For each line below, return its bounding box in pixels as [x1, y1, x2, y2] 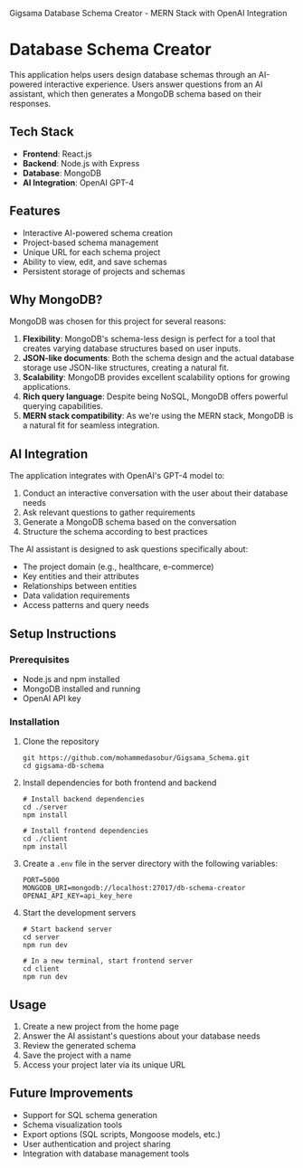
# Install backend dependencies [22, 795, 145, 804]
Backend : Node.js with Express [22, 157, 140, 168]
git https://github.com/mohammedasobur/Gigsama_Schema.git [22, 754, 251, 763]
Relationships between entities [22, 581, 137, 592]
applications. [22, 382, 71, 393]
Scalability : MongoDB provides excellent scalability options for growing [22, 372, 290, 383]
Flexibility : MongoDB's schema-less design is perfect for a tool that [22, 334, 276, 345]
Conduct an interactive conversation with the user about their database [22, 488, 289, 499]
